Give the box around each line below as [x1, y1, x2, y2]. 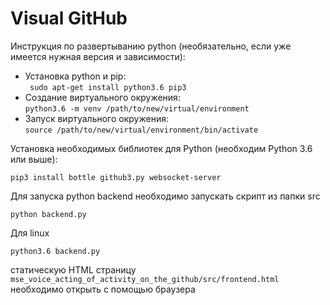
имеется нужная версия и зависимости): [10, 50, 186, 62]
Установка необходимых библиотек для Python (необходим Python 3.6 [10, 142, 313, 154]
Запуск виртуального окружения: [24, 112, 169, 124]
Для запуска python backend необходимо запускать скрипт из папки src [10, 190, 321, 202]
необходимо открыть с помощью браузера [10, 283, 196, 295]
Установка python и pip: [24, 70, 127, 82]
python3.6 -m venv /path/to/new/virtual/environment [24, 103, 250, 114]
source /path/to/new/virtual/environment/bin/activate [24, 125, 259, 135]
